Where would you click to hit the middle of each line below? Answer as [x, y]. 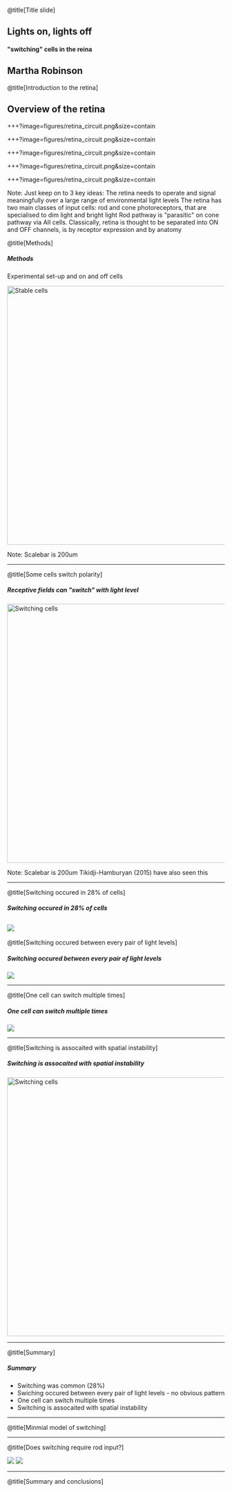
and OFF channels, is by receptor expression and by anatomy [94, 229]
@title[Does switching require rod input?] [66, 1447]
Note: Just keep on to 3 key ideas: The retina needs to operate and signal [112, 193]
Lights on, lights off [50, 31]
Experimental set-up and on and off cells [65, 276]
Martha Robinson [45, 71]
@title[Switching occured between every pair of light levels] [92, 942]
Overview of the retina [56, 109]
